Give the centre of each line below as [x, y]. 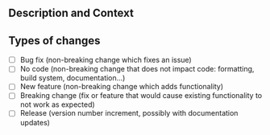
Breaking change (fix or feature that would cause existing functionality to [141, 96]
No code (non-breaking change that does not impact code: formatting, [137, 69]
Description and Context [71, 13]
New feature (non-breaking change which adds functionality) [122, 87]
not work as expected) [57, 104]
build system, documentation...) [73, 78]
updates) [35, 122]
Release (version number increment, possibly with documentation [129, 113]
